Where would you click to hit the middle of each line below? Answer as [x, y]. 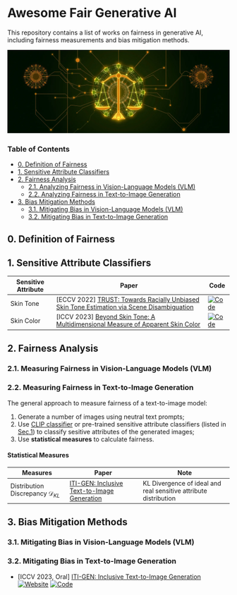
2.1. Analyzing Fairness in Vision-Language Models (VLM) [112, 187]
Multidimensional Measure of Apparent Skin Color [128, 324]
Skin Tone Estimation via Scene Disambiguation [125, 307]
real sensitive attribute [175, 491]
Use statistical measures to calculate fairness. [86, 439]
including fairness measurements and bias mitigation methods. [98, 39]
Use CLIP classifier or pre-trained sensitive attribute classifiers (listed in [122, 424]
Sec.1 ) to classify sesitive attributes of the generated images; [106, 431]
